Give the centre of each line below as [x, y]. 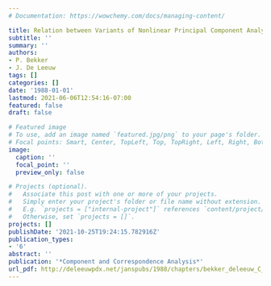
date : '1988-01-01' [41, 90]
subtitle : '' [30, 38]
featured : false [35, 106]
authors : [23, 53]
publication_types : [41, 239]
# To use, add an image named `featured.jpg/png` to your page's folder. [135, 135]
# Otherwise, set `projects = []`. [72, 217]
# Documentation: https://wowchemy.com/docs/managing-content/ [117, 16]
